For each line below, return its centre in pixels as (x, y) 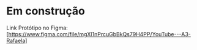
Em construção (46, 11)
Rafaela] (17, 40)
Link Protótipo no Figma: (37, 28)
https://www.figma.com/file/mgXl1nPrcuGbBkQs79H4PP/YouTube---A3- (100, 34)
